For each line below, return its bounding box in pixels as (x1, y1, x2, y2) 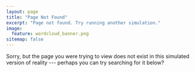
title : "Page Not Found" (6, 14, 68, 20)
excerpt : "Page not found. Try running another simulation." (6, 20, 161, 26)
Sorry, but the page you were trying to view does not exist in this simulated (6, 53, 190, 60)
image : (6, 25, 23, 32)
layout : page (6, 8, 39, 15)
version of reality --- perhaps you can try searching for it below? (6, 59, 165, 66)
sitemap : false (6, 36, 44, 42)
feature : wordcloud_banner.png (11, 31, 89, 37)
